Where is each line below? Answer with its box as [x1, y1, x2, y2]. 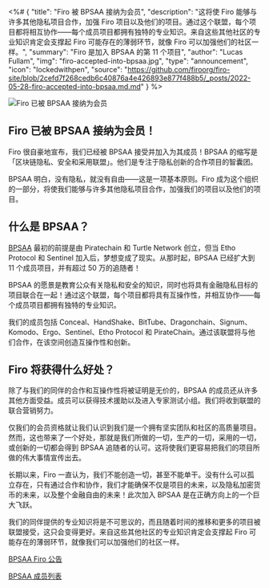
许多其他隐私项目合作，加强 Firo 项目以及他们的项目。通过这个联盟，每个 [8, 17, 250, 27]
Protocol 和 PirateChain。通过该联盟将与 [115, 327, 249, 337]
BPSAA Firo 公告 [8, 554, 62, 564]
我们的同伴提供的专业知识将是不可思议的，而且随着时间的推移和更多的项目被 [8, 517, 261, 527]
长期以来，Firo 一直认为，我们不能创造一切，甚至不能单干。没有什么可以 [8, 470, 248, 480]
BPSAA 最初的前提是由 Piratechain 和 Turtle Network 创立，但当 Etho [8, 243, 236, 252]
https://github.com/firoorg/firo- [127, 65, 231, 74]
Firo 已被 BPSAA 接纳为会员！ [8, 124, 156, 138]
